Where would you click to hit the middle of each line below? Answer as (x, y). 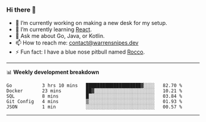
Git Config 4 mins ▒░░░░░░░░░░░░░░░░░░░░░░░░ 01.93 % (94, 102)
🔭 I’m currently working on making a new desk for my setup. (91, 23)
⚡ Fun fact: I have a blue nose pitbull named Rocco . (80, 52)
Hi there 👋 (21, 10)
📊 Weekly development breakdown (53, 72)
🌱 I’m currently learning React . (53, 29)
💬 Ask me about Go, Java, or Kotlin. (60, 36)
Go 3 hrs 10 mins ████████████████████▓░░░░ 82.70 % (94, 86)
